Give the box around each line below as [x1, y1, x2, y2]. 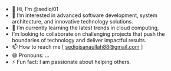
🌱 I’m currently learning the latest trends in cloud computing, [11, 24, 159, 31]
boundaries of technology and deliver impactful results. [11, 37, 146, 43]
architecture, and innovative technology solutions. [11, 18, 134, 25]
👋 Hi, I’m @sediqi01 [11, 6, 59, 12]
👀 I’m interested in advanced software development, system [11, 12, 157, 19]
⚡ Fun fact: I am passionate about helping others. [11, 59, 131, 65]
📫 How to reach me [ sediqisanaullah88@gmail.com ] [11, 43, 143, 50]
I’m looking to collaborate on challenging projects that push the [11, 31, 165, 38]
